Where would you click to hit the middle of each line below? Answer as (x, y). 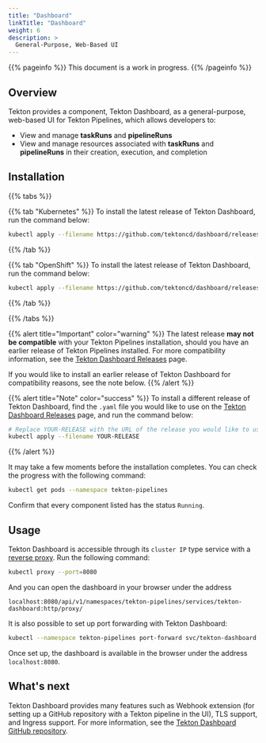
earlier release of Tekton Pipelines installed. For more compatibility (117, 350)
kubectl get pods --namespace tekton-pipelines (88, 490)
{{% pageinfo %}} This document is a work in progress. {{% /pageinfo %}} (130, 67)
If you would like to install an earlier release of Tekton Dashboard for (120, 374)
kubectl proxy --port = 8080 (53, 572)
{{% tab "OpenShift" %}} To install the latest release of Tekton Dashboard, (129, 265)
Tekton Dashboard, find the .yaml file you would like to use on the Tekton (127, 406)
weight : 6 (25, 30)
